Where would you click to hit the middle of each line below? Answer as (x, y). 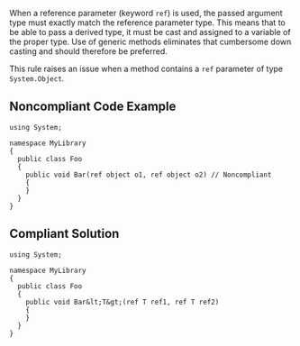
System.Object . (37, 78)
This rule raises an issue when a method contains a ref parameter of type (146, 68)
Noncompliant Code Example (93, 107)
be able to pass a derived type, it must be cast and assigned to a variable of (150, 32)
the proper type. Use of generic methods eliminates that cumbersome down (150, 41)
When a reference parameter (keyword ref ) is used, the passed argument (146, 13)
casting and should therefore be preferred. (89, 51)
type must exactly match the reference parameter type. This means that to (147, 23)
